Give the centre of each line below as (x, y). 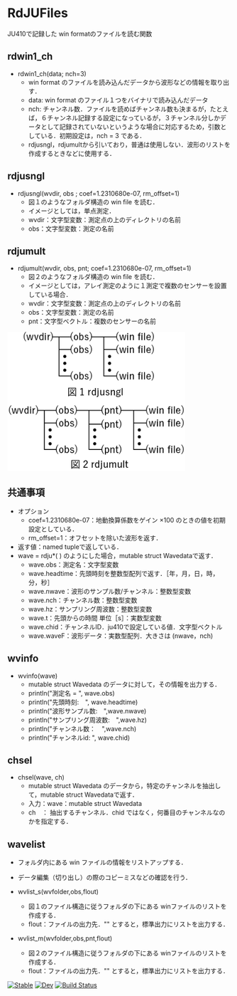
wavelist (27, 844)
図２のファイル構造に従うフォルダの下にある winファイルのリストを (127, 953)
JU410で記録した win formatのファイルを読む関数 (80, 33)
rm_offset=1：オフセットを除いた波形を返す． (95, 538)
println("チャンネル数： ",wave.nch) (82, 728)
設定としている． (53, 529)
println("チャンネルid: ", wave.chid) (79, 738)
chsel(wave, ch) (41, 777)
